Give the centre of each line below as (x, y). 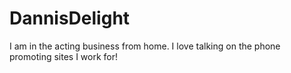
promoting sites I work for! (64, 56)
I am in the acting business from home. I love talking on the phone (145, 46)
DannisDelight (70, 18)
